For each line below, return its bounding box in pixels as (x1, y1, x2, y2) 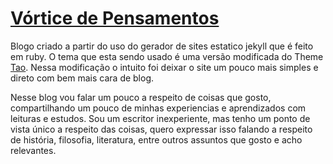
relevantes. (10, 144, 57, 156)
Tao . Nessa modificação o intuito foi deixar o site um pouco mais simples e (10, 61, 319, 73)
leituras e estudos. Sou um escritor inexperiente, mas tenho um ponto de (10, 112, 311, 124)
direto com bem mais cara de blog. (10, 72, 155, 84)
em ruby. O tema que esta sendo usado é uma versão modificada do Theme (10, 50, 324, 62)
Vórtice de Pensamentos (10, 7, 220, 30)
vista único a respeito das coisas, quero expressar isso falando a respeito (10, 123, 313, 135)
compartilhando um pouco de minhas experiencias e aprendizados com (10, 102, 307, 114)
